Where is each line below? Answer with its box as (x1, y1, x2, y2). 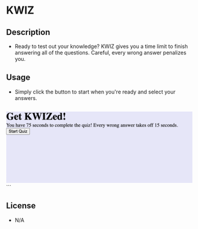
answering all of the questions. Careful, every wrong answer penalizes (14, 49, 187, 56)
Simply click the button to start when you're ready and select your (14, 88, 176, 95)
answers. (14, 94, 37, 101)
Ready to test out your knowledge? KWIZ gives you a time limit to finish (14, 43, 188, 50)
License (6, 201, 36, 211)
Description (6, 27, 50, 37)
